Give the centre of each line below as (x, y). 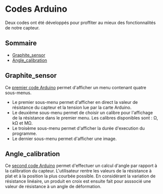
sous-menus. (18, 93)
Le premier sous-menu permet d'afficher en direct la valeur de (75, 102)
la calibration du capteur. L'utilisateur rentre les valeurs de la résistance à (79, 171)
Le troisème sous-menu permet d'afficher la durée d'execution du (78, 128)
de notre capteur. (22, 27)
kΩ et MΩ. (22, 123)
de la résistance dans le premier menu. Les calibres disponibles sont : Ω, (85, 118)
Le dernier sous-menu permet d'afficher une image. (64, 139)
